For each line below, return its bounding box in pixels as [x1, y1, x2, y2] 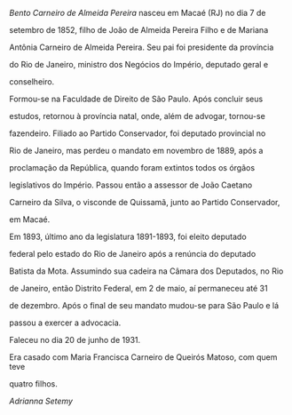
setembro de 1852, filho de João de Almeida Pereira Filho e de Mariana [9, 25, 269, 35]
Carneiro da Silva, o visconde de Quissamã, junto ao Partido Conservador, [9, 197, 280, 207]
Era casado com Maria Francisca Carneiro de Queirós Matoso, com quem [9, 352, 278, 363]
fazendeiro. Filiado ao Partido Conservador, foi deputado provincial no [9, 128, 266, 139]
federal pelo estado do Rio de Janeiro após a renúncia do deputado [9, 249, 256, 259]
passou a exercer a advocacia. [9, 317, 122, 328]
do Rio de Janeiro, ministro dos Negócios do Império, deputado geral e [9, 60, 269, 69]
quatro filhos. [9, 379, 58, 389]
